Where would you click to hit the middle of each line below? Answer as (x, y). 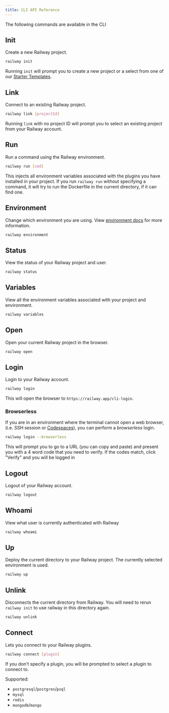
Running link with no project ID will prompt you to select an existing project (84, 124)
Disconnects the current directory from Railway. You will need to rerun (78, 602)
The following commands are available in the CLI (56, 24)
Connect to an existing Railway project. (46, 105)
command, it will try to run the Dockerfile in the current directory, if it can (81, 186)
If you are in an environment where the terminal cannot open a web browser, (85, 422)
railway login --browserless (36, 437)
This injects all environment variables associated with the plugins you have (83, 176)
